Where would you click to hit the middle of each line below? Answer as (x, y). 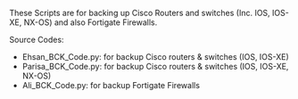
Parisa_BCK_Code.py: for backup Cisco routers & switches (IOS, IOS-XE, (155, 66)
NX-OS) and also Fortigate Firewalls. (91, 22)
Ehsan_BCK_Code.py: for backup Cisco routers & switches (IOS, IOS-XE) (156, 57)
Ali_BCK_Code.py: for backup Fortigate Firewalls (111, 85)
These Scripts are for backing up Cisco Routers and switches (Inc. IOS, (140, 13)
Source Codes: (37, 40)
